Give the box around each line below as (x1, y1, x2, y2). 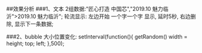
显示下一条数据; (14, 20, 54, 27)
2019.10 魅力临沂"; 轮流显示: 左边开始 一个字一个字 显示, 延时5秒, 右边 (17, 13, 191, 20)
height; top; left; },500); (6, 40, 65, 47)
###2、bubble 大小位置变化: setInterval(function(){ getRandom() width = (6, 33, 187, 40)
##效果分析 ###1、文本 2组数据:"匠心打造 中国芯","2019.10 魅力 (6, 5, 163, 12)
